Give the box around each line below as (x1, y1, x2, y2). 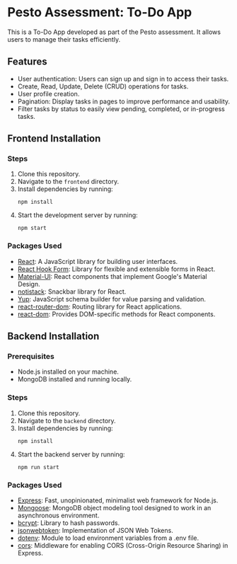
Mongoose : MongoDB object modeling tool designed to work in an (17, 504, 212, 512)
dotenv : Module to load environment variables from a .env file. (17, 534, 200, 542)
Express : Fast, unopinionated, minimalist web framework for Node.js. (17, 496, 219, 505)
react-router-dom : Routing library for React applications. (17, 302, 183, 311)
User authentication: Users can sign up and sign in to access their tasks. (17, 74, 229, 83)
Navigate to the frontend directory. (17, 178, 119, 186)
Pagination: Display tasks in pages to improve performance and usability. (17, 97, 231, 105)
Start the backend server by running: (17, 450, 125, 459)
